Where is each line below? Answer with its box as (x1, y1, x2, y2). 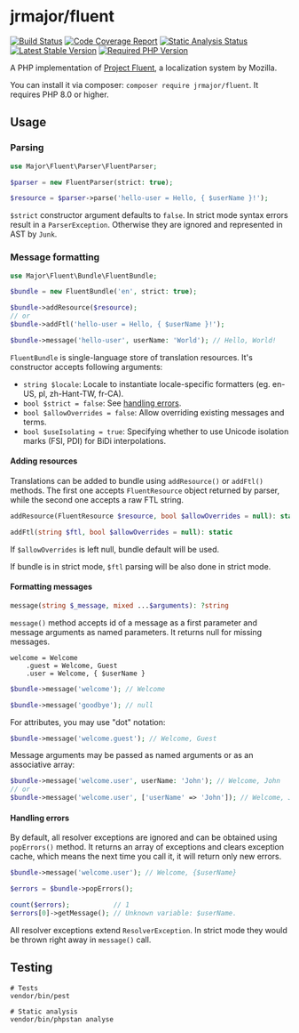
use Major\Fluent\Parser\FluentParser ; (10, 162, 158, 171)
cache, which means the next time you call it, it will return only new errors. (10, 851, 282, 862)
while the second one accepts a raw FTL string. (10, 495, 185, 504)
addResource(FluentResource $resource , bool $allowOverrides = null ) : (10, 512, 277, 521)
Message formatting (10, 251, 100, 263)
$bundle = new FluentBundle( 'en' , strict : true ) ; (10, 287, 198, 296)
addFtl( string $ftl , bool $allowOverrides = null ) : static (10, 528, 233, 537)
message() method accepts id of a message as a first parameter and (10, 617, 258, 628)
